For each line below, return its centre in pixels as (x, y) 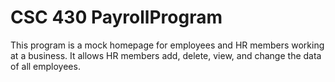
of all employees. (45, 66)
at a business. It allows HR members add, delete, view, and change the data (166, 55)
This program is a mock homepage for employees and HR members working (167, 45)
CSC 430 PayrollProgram (116, 17)
